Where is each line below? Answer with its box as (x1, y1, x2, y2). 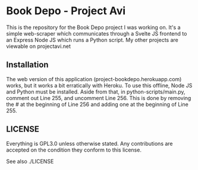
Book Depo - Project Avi (6, 4, 126, 18)
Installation (6, 60, 49, 70)
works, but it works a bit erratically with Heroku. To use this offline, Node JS (6, 82, 193, 89)
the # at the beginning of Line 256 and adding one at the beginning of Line (6, 101, 188, 108)
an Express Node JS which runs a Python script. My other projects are (6, 36, 178, 43)
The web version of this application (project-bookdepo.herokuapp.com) (6, 75, 182, 82)
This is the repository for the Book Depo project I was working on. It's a (6, 24, 181, 31)
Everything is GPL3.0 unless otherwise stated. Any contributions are (6, 140, 174, 147)
